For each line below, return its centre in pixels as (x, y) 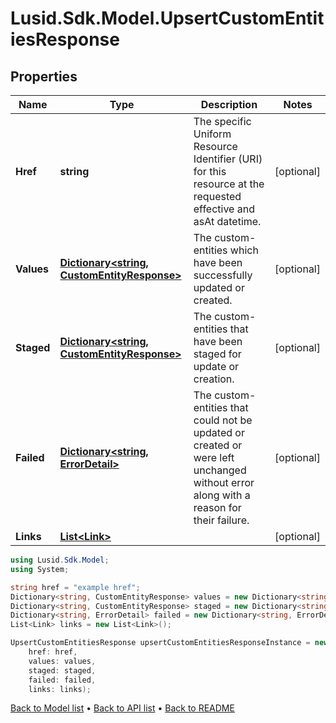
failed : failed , (62, 680)
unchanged (220, 470)
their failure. (221, 520)
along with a (222, 495)
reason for (217, 507)
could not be (223, 420)
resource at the (229, 184)
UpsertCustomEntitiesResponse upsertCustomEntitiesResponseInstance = (160, 643)
